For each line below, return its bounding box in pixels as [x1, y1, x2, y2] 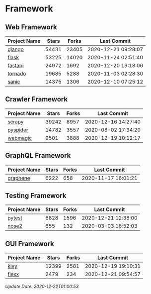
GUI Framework [5, 239, 55, 248]
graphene [7, 175, 31, 182]
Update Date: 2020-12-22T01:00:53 [5, 284, 79, 290]
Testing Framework [5, 192, 67, 200]
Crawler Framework [5, 95, 68, 103]
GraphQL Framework [5, 151, 71, 160]
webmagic [7, 134, 32, 141]
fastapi [7, 62, 24, 69]
